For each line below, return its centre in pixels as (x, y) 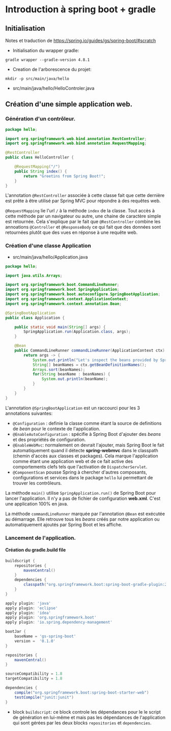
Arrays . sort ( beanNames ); (59, 369)
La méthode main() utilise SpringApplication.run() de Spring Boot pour (81, 493)
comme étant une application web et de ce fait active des (73, 461)
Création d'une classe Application (48, 246)
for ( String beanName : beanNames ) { (71, 374)
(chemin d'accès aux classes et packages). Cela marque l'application (85, 456)
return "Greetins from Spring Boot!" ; (65, 176)
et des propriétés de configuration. (49, 439)
